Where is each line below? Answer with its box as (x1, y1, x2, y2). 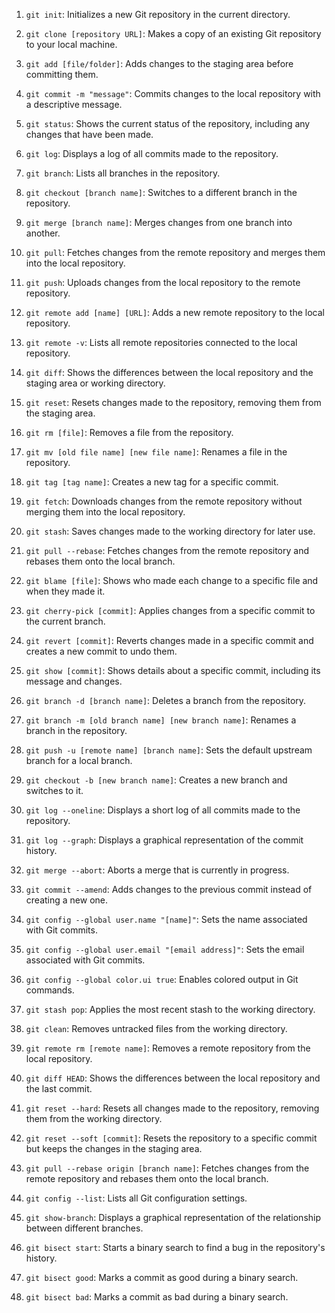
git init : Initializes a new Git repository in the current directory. (25, 9, 291, 20)
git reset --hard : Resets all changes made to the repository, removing (25, 1102, 320, 1114)
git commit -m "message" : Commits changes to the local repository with (25, 88, 321, 99)
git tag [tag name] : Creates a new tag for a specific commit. (25, 476, 279, 488)
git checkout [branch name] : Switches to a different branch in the (25, 187, 298, 198)
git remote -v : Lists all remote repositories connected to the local (25, 337, 298, 348)
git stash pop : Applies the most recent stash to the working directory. (25, 1004, 316, 1015)
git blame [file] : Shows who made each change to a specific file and (25, 575, 319, 586)
